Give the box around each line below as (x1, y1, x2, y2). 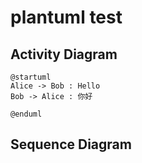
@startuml (10, 72, 52, 82)
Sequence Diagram (10, 136, 132, 153)
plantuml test (10, 6, 123, 29)
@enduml (10, 109, 43, 119)
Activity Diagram (10, 46, 118, 63)
